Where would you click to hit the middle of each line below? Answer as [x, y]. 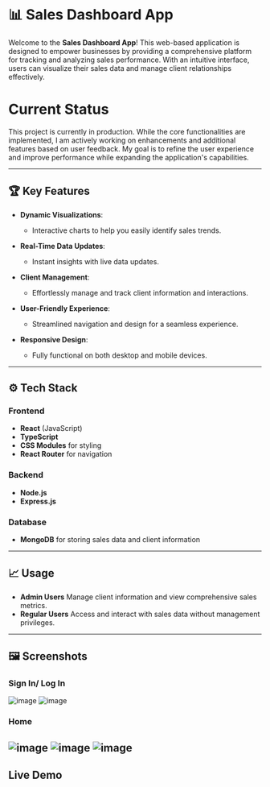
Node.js [33, 492]
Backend [26, 475]
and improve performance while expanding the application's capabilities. [129, 157]
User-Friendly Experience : [65, 308]
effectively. [27, 77]
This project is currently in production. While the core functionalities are [127, 131]
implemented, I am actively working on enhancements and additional [122, 140]
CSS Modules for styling [61, 445]
